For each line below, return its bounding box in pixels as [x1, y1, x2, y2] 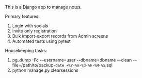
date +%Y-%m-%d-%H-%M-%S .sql [55, 62, 113, 68]
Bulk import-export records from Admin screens [12, 33, 108, 39]
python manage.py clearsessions [12, 67, 79, 73]
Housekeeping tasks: [5, 48, 47, 53]
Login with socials [12, 23, 48, 29]
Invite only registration [12, 28, 57, 33]
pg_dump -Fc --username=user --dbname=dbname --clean [12, 57, 132, 62]
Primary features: [5, 14, 40, 19]
